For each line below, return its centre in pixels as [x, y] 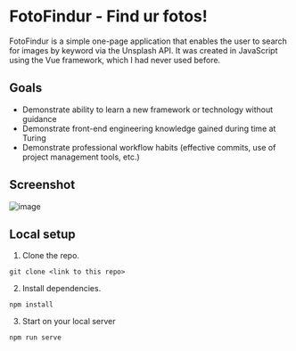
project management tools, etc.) [81, 157]
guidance [39, 118]
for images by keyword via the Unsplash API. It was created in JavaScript [144, 50]
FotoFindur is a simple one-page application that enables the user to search [148, 41]
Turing [34, 138]
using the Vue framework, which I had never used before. [115, 60]
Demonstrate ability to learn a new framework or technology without [148, 110]
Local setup [42, 234]
